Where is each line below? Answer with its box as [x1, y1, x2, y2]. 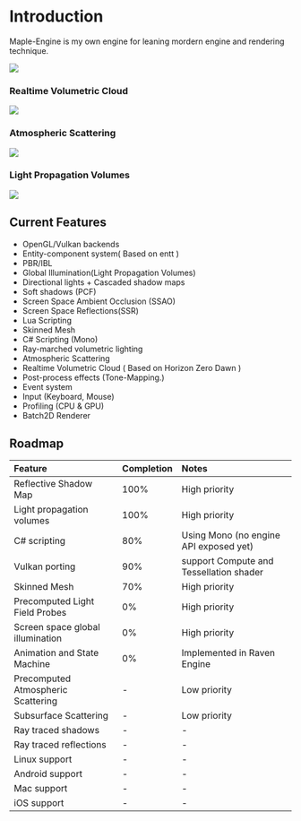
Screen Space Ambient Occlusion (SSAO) [21, 296, 176, 307]
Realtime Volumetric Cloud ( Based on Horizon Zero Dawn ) [21, 362, 242, 373]
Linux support [13, 753, 73, 765]
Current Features [9, 215, 107, 230]
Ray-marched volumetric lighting [21, 343, 143, 354]
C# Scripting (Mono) [21, 333, 99, 344]
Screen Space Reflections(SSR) [21, 305, 139, 315]
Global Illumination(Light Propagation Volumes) [21, 267, 196, 278]
